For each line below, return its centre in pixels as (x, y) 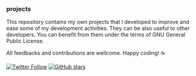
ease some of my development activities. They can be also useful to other (98, 28)
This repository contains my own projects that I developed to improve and (98, 22)
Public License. (25, 41)
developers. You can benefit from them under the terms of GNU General (96, 35)
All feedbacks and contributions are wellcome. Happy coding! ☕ (86, 53)
